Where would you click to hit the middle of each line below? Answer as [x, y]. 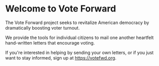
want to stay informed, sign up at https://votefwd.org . [61, 57]
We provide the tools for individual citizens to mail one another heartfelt [79, 37]
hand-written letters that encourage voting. [50, 42]
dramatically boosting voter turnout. [42, 27]
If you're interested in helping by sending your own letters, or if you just [79, 52]
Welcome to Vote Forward [61, 9]
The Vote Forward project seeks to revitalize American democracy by [77, 22]
